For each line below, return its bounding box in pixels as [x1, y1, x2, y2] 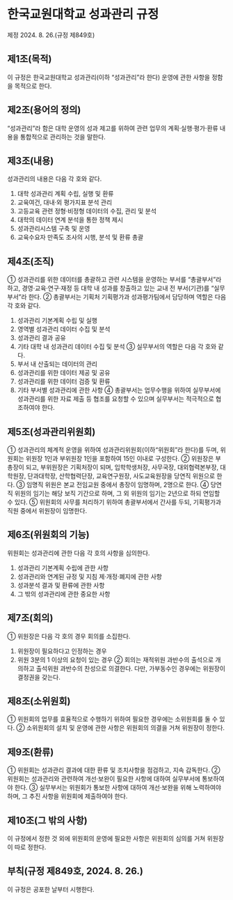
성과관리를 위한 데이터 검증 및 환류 [17, 377, 111, 386]
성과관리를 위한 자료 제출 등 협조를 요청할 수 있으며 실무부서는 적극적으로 [17, 395, 214, 403]
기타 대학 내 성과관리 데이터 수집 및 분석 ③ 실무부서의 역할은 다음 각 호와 [17, 342, 217, 351]
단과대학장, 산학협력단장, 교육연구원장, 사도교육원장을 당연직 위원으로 [27, 472, 216, 480]
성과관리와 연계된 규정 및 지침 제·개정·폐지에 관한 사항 [17, 572, 162, 581]
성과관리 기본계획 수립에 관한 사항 [17, 563, 109, 572]
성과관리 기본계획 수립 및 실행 [17, 316, 97, 325]
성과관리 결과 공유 [17, 334, 66, 342]
